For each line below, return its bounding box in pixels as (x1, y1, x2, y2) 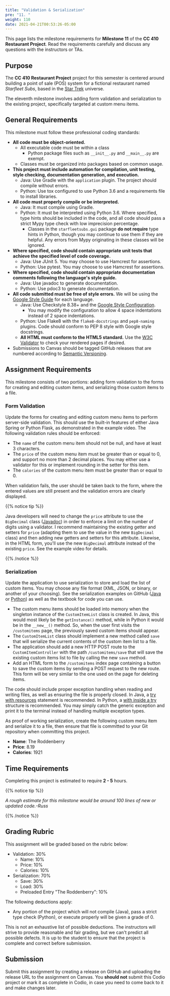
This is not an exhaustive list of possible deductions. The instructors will (5, 924, 156, 930)
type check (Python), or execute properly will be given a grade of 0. (12, 914, 155, 920)
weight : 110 (5, 17, 30, 22)
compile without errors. (20, 182, 70, 189)
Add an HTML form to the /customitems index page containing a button (12, 660, 161, 666)
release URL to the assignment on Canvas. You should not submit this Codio (5, 974, 165, 980)
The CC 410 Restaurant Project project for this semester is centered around (5, 75, 164, 81)
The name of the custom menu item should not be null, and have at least (12, 440, 161, 446)
